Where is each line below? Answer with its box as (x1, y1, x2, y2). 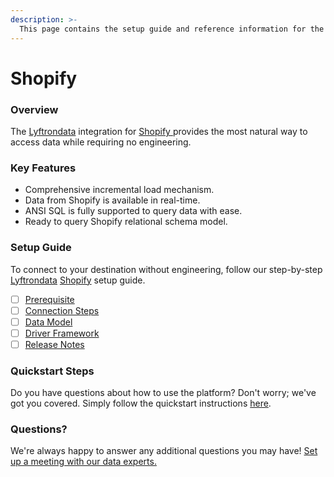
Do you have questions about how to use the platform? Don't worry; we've (10, 387, 317, 399)
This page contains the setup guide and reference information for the (19, 24, 325, 34)
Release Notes (24, 338, 85, 350)
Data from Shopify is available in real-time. (24, 194, 201, 206)
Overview (10, 102, 59, 116)
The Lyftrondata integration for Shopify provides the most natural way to (10, 125, 308, 137)
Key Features (10, 161, 77, 175)
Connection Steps (24, 304, 100, 316)
